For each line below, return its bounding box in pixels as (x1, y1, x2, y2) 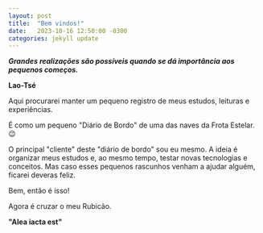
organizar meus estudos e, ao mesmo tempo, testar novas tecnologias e (8, 153, 248, 163)
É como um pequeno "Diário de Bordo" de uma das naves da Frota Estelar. (8, 120, 255, 130)
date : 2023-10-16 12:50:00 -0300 (8, 27, 128, 35)
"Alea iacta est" (8, 217, 63, 227)
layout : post (8, 11, 52, 20)
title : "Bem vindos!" (8, 19, 84, 27)
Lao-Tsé (8, 81, 36, 90)
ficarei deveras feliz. (8, 170, 76, 180)
